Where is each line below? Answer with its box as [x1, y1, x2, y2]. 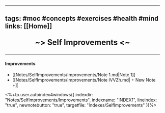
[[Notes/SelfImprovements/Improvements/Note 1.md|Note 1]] [12, 72, 136, 78]
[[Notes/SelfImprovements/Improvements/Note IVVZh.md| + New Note [12, 77, 156, 83]
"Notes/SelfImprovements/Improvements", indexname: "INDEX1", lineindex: [5, 97, 157, 103]
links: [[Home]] [5, 22, 53, 30]
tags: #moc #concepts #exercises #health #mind [5, 14, 159, 23]
